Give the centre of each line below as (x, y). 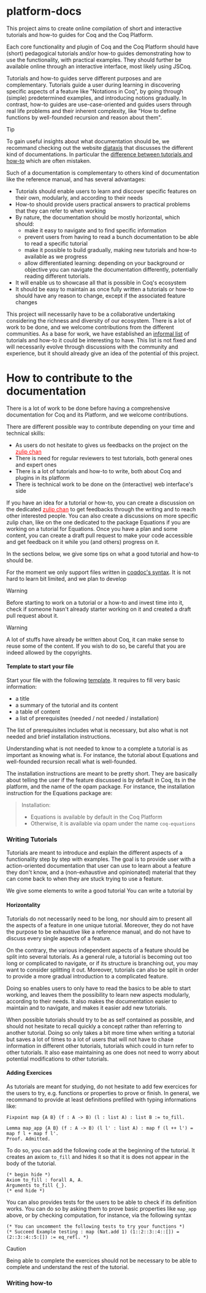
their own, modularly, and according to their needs (79, 197)
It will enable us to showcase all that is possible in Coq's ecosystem (101, 282)
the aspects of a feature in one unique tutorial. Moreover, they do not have (100, 925)
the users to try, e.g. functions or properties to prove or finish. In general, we (103, 1093)
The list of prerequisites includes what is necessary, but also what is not (97, 730)
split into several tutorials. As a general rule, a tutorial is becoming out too (99, 956)
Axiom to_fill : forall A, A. (45, 1180)
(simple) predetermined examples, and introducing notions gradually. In (97, 98)
